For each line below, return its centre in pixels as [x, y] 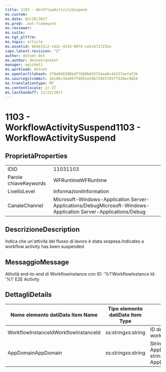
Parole [15, 177]
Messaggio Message [37, 262]
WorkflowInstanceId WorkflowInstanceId [54, 332]
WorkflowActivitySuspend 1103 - [73, 127]
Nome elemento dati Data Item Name [54, 315]
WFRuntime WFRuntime [80, 180]
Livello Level [21, 192]
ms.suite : [15, 33]
